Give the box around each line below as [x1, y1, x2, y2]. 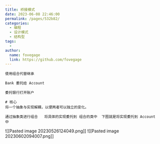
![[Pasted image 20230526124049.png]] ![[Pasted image [5, 128, 120, 134]
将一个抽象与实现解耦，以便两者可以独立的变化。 [5, 105, 89, 110]
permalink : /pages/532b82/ [5, 16, 60, 21]
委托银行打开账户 [5, 90, 35, 95]
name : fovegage [9, 52, 40, 58]
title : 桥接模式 [5, 7, 35, 12]
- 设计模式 [9, 30, 29, 35]
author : [5, 48, 21, 53]
